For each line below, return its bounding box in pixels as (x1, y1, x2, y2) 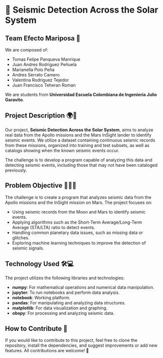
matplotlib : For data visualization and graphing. (12, 305, 108, 311)
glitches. (12, 234, 30, 240)
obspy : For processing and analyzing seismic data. (12, 310, 115, 316)
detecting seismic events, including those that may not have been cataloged (5, 162, 158, 168)
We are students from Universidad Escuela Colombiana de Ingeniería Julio (5, 92, 157, 97)
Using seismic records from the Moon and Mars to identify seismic (12, 209, 146, 215)
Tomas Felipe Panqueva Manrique (12, 56, 80, 62)
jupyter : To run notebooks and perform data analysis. (12, 289, 120, 296)
